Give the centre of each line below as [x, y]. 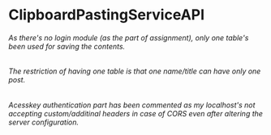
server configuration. [44, 122]
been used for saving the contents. [67, 46]
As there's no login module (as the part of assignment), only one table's [129, 37]
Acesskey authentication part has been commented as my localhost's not [132, 105]
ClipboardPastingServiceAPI [107, 15]
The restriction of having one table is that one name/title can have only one [135, 71]
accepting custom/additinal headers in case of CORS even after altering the [136, 114]
